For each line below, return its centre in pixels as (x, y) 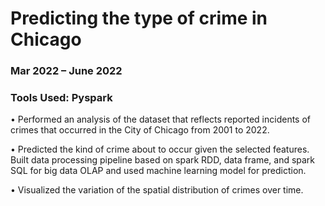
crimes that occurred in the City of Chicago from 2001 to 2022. (140, 130)
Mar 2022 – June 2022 (66, 71)
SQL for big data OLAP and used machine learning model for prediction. (158, 171)
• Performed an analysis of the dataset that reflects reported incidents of (161, 119)
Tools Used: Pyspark (61, 98)
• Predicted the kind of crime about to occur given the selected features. (160, 149)
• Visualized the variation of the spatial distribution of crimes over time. (157, 190)
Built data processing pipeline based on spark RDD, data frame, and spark (163, 160)
